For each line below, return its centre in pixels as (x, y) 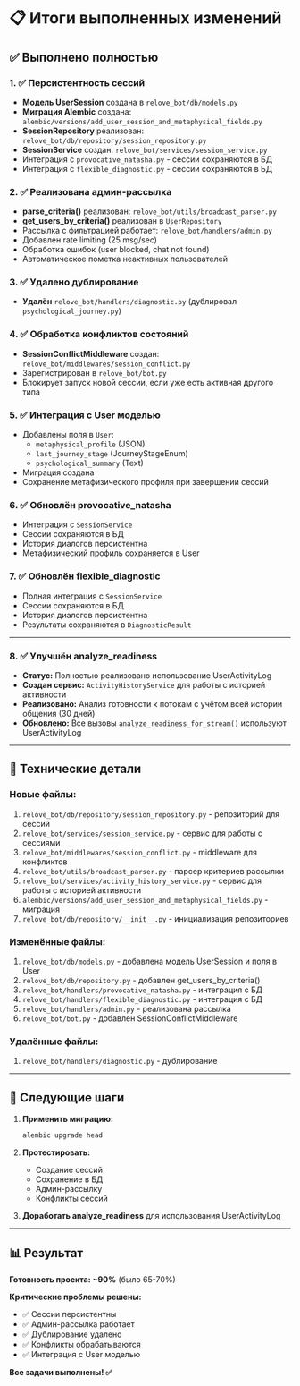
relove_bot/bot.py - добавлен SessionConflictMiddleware (130, 1018)
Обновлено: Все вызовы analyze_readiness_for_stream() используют (154, 723)
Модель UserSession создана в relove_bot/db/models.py (130, 102)
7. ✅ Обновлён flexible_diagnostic (85, 576)
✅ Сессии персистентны (69, 1314)
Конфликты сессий (72, 1198)
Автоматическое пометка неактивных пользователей (125, 259)
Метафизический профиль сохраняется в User (111, 553)
